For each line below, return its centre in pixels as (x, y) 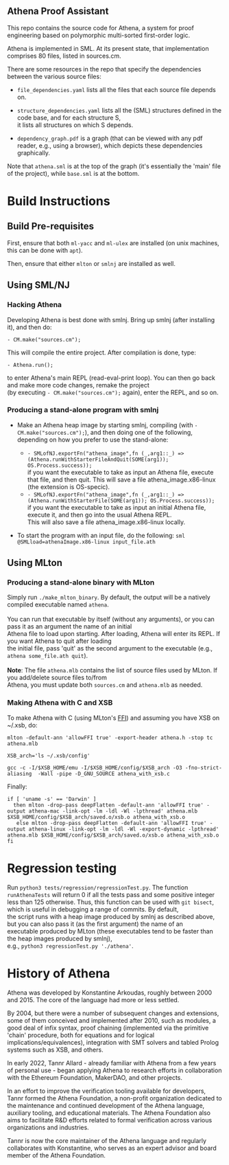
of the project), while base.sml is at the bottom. (73, 173)
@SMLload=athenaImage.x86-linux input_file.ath (86, 542)
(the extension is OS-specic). (69, 486)
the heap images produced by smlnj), (60, 938)
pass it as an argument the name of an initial (70, 626)
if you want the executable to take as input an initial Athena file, (117, 507)
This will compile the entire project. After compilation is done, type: (102, 352)
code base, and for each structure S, (69, 117)
